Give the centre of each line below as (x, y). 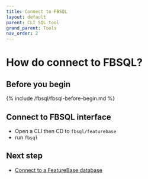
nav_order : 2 (22, 34)
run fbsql (26, 137)
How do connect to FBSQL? (75, 63)
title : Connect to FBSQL (37, 11)
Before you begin (38, 84)
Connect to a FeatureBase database (58, 170)
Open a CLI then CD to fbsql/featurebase (65, 131)
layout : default (26, 17)
